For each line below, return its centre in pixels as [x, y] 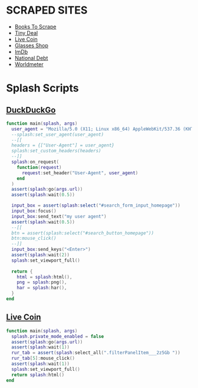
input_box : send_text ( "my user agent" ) [59, 216]
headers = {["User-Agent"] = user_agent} [63, 145]
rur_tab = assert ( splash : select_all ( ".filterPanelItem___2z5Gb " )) [96, 353]
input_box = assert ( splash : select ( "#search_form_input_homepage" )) [96, 206]
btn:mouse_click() [34, 239]
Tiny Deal [26, 32]
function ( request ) [39, 167]
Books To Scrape [35, 27]
